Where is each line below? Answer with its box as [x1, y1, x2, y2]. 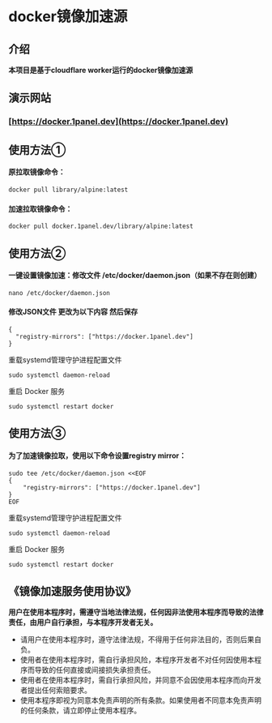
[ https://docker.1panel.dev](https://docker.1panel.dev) [8, 116, 229, 127]
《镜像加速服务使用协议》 [8, 584, 136, 598]
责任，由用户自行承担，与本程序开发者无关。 [8, 618, 158, 627]
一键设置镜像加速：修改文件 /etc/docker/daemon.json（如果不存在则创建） [8, 271, 261, 280]
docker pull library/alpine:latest [8, 186, 129, 194]
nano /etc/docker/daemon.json [8, 289, 111, 297]
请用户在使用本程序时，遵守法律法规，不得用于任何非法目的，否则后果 [19, 635, 255, 644]
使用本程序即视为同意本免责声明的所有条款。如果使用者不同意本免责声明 [19, 695, 261, 705]
